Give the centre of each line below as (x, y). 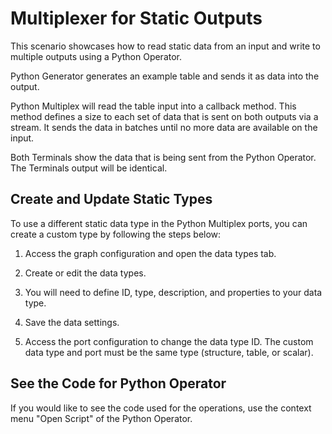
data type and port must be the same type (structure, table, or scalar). (169, 352)
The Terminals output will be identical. (89, 168)
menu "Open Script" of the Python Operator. (101, 418)
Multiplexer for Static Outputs (136, 18)
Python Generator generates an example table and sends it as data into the (165, 76)
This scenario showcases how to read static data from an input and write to (165, 46)
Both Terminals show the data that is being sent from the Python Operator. (163, 157)
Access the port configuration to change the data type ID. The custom (169, 341)
